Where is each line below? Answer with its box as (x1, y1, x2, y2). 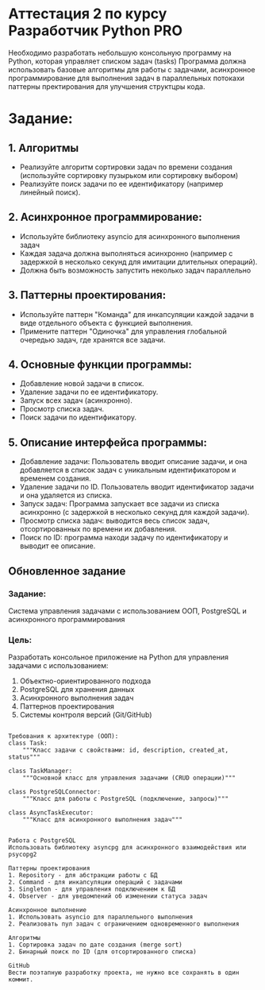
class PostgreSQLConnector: (8, 788, 102, 796)
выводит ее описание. (19, 541, 96, 551)
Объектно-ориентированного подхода (19, 676, 152, 686)
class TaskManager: (8, 768, 73, 775)
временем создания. (19, 474, 91, 483)
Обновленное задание (8, 564, 126, 578)
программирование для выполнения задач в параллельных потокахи (8, 73, 244, 83)
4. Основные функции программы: (8, 358, 192, 371)
